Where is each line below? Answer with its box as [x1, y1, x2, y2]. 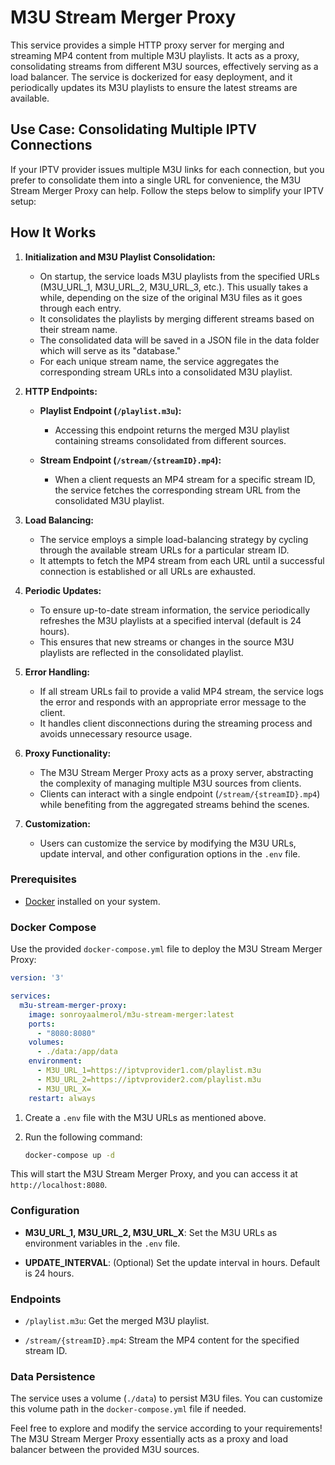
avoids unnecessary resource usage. [39, 727, 193, 740]
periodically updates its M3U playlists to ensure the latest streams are [10, 81, 298, 93]
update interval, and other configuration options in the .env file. [39, 847, 301, 860]
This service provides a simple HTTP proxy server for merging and [10, 39, 285, 51]
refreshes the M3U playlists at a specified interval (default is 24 [39, 614, 302, 626]
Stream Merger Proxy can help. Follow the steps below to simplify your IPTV [10, 184, 324, 196]
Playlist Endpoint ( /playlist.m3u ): [39, 404, 182, 416]
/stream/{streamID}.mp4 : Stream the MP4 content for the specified [24, 1334, 300, 1346]
